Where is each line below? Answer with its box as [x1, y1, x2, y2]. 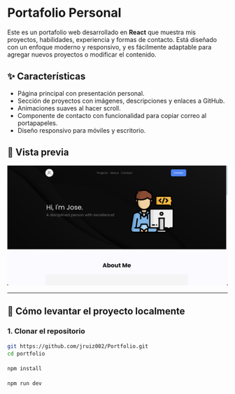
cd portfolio [7, 351, 45, 358]
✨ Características [7, 71, 86, 82]
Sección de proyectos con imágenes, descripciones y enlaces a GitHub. [17, 96, 225, 105]
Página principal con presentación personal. [17, 89, 145, 97]
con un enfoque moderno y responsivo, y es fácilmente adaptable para [7, 43, 212, 51]
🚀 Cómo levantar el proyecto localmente [7, 305, 185, 317]
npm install [7, 365, 42, 372]
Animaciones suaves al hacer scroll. [17, 103, 121, 112]
